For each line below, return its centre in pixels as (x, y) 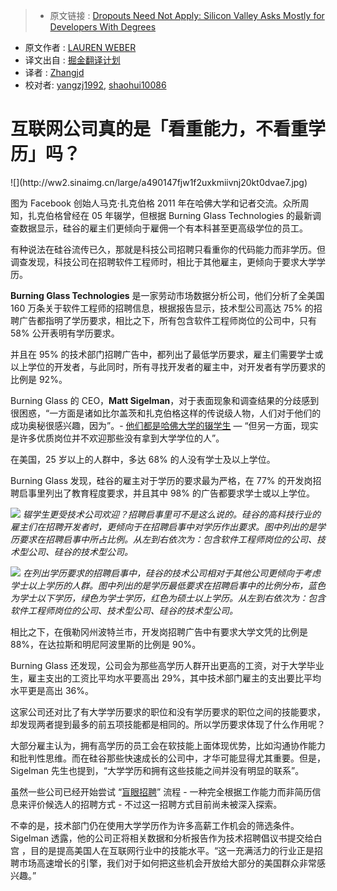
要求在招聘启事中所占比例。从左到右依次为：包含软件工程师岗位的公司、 (167, 539)
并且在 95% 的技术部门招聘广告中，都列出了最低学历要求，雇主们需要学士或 (167, 354)
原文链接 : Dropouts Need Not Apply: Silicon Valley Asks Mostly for (187, 15)
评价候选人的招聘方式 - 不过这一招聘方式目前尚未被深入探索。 (155, 804)
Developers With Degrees (103, 27)
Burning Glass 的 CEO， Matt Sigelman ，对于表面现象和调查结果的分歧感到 (165, 400)
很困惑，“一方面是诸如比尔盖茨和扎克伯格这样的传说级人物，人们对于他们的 (166, 413)
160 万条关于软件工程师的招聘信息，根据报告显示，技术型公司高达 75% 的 (162, 308)
